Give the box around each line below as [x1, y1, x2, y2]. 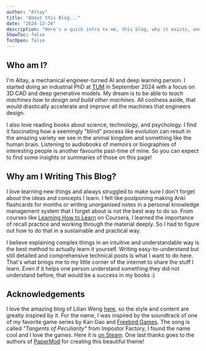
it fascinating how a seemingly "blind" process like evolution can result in [6, 127, 191, 135]
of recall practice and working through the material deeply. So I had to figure [6, 220, 200, 228]
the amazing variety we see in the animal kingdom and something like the [6, 134, 192, 141]
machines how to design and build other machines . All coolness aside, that [6, 96, 196, 103]
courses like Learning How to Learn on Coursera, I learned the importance [6, 214, 194, 221]
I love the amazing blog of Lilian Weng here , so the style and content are [6, 305, 189, 313]
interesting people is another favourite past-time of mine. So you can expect [6, 147, 199, 154]
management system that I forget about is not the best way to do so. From [6, 207, 194, 215]
